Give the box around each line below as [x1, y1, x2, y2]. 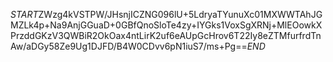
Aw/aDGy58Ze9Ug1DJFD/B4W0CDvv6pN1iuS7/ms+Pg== [10, 40, 248, 52]
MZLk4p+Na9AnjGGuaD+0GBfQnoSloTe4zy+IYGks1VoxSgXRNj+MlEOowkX [10, 19, 323, 31]
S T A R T [10, 9, 39, 20]
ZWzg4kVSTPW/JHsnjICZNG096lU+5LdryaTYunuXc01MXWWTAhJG [38, 9, 323, 20]
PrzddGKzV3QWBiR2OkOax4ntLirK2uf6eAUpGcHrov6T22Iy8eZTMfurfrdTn [10, 30, 322, 41]
